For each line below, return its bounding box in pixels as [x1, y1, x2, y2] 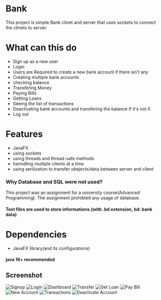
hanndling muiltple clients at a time [12, 161, 84, 167]
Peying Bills [12, 90, 37, 96]
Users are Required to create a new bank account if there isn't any [12, 69, 149, 75]
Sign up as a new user [12, 58, 58, 64]
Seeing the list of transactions [12, 100, 74, 107]
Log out [12, 111, 29, 117]
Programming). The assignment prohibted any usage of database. [5, 195, 140, 201]
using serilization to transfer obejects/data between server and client [12, 166, 154, 172]
